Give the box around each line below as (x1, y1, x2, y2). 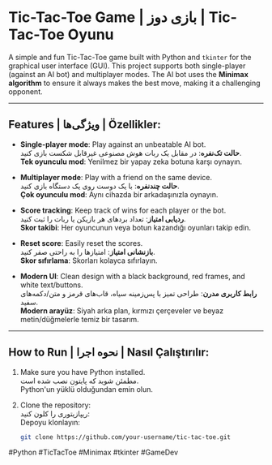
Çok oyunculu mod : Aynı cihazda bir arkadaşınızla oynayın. (19, 189, 219, 199)
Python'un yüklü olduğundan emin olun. (19, 384, 154, 394)
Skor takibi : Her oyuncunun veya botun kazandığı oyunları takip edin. (19, 222, 252, 232)
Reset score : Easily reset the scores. (19, 238, 143, 248)
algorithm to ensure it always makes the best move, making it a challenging (8, 78, 261, 88)
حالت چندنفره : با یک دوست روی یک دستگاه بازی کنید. (19, 181, 180, 191)
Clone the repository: (19, 400, 91, 410)
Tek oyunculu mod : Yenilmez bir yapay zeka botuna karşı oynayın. (19, 157, 243, 166)
